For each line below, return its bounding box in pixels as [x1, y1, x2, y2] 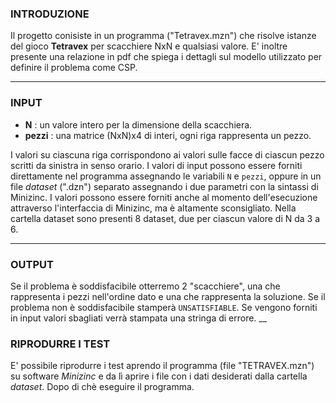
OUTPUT [10, 257, 54, 271]
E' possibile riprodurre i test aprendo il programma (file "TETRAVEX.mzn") [10, 360, 315, 372]
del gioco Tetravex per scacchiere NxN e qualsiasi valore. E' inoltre [10, 40, 288, 52]
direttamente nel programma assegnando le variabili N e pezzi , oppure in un [10, 170, 322, 182]
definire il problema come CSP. [10, 62, 138, 74]
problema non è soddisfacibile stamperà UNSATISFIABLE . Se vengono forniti [10, 301, 318, 313]
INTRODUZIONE [10, 7, 90, 21]
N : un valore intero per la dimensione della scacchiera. [24, 118, 253, 131]
